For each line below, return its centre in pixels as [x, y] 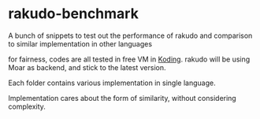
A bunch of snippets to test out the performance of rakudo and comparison [130, 35]
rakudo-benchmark [74, 14]
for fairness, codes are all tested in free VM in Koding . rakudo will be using [129, 59]
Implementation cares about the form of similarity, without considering [122, 98]
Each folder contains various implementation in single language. [112, 83]
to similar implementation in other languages [80, 43]
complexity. [27, 106]
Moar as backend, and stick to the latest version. [87, 67]
